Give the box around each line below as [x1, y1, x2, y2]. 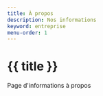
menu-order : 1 [7, 29, 48, 36]
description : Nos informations [7, 16, 97, 23]
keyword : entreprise [7, 23, 67, 29]
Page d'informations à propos [7, 82, 91, 90]
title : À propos [7, 10, 54, 17]
